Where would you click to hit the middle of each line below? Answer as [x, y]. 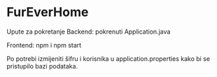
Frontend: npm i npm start [44, 45]
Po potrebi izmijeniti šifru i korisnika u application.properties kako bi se [108, 58]
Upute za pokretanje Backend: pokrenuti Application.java [89, 31]
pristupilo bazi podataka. [42, 66]
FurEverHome [48, 12]
